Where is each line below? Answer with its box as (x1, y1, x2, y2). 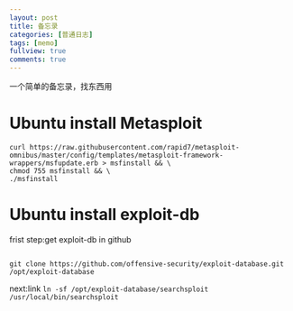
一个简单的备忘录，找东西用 (9, 81, 113, 91)
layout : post (9, 13, 59, 23)
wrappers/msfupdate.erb (9, 159, 99, 168)
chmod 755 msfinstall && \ (9, 166, 111, 176)
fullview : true (9, 47, 67, 56)
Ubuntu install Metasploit (9, 114, 203, 133)
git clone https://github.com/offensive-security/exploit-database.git (9, 259, 284, 269)
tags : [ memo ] (9, 38, 59, 48)
